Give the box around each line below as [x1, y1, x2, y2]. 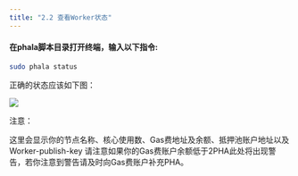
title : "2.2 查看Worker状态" [9, 13, 112, 22]
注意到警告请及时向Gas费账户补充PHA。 [39, 156, 189, 167]
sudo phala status [9, 62, 78, 71]
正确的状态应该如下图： [9, 80, 95, 90]
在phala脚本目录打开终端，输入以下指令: [9, 42, 159, 53]
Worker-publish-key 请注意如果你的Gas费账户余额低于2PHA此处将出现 [9, 145, 269, 156]
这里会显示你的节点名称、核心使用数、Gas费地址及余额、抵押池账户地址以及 [9, 134, 290, 145]
